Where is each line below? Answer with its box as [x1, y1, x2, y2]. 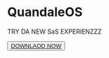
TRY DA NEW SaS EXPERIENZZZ [7, 27, 102, 36]
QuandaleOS [7, 4, 83, 20]
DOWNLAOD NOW [11, 42, 62, 50]
